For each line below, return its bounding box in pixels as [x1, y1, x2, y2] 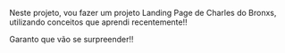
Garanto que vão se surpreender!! [9, 34, 134, 44]
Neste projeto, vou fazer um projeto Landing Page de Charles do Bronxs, [9, 8, 277, 18]
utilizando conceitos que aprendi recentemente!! [9, 17, 188, 27]
